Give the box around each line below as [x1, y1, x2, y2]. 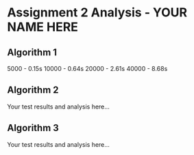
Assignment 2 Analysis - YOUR [7, 5, 187, 20]
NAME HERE [7, 19, 79, 35]
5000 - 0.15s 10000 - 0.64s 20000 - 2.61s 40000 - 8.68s [7, 65, 168, 72]
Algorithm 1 [7, 46, 57, 58]
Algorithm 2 [7, 84, 60, 96]
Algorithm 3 [7, 122, 60, 134]
